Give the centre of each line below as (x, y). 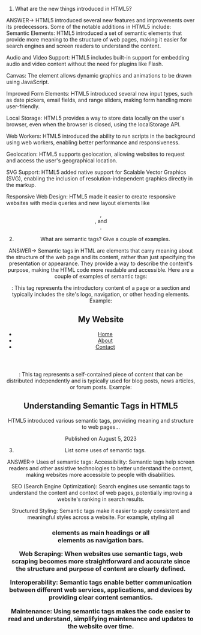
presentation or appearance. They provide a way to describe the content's (101, 263)
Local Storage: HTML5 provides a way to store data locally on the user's (95, 118)
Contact (105, 347)
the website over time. (101, 626)
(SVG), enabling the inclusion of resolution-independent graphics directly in (100, 179)
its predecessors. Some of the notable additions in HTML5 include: (89, 27)
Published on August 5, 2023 (101, 438)
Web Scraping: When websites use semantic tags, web (101, 554)
